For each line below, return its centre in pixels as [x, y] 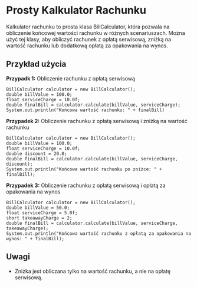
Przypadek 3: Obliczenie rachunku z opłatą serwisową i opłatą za [86, 185]
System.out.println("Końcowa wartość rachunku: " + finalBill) [86, 110]
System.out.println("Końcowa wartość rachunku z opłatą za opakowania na [99, 233]
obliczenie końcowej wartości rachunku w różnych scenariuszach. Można [96, 33]
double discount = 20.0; [37, 154]
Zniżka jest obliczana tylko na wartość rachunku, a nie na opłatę [93, 271]
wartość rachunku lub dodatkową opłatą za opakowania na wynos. [87, 46]
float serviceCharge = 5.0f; [42, 213]
